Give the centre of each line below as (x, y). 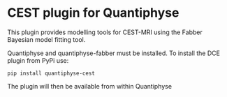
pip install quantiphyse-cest (51, 73)
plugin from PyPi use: (38, 60)
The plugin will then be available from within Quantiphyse (90, 86)
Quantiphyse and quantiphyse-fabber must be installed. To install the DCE (113, 53)
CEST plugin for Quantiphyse (93, 13)
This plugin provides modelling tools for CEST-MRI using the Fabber (105, 32)
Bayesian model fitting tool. (46, 39)
